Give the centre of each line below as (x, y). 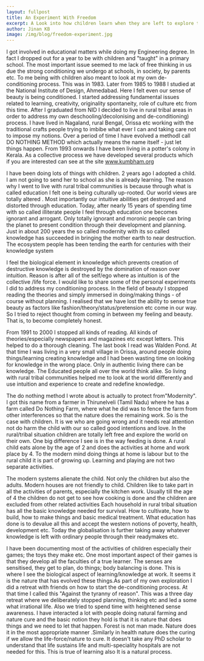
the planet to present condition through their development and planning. (96, 225)
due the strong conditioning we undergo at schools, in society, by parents (98, 71)
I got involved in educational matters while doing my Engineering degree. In (100, 52)
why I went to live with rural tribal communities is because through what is (99, 187)
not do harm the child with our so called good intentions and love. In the (96, 428)
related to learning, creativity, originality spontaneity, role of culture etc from (102, 103)
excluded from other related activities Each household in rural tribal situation (102, 504)
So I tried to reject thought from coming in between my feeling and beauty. (100, 314)
